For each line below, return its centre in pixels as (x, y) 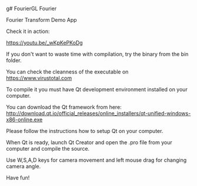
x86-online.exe (24, 119)
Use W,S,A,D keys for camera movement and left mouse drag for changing (96, 160)
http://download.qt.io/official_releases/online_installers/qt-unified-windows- (98, 113)
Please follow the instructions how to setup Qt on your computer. (85, 131)
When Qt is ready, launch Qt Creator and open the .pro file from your (89, 142)
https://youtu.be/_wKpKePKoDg (45, 43)
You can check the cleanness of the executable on (67, 72)
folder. (14, 60)
